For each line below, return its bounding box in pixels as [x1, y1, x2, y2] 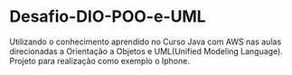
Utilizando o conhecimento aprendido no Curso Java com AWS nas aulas [9, 36, 282, 47]
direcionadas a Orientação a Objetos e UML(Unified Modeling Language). [9, 45, 283, 56]
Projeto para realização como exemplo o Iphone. [9, 55, 190, 66]
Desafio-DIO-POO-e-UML [9, 6, 206, 27]
